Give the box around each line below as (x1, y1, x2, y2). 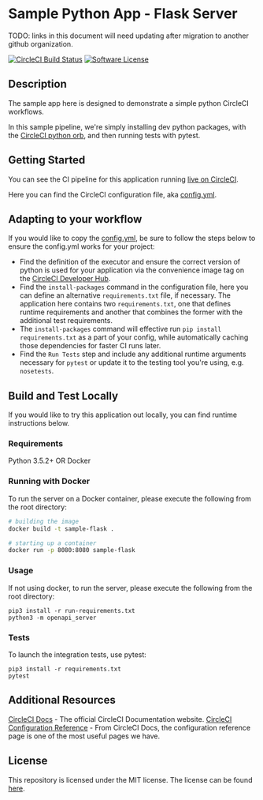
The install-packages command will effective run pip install (19, 325, 222, 334)
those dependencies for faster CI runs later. (19, 341, 161, 351)
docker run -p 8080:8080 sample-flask (8, 546, 135, 554)
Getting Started (8, 153, 86, 167)
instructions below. (8, 419, 69, 428)
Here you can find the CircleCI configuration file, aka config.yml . (8, 190, 217, 199)
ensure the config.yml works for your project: (8, 242, 155, 251)
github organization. (8, 39, 73, 48)
